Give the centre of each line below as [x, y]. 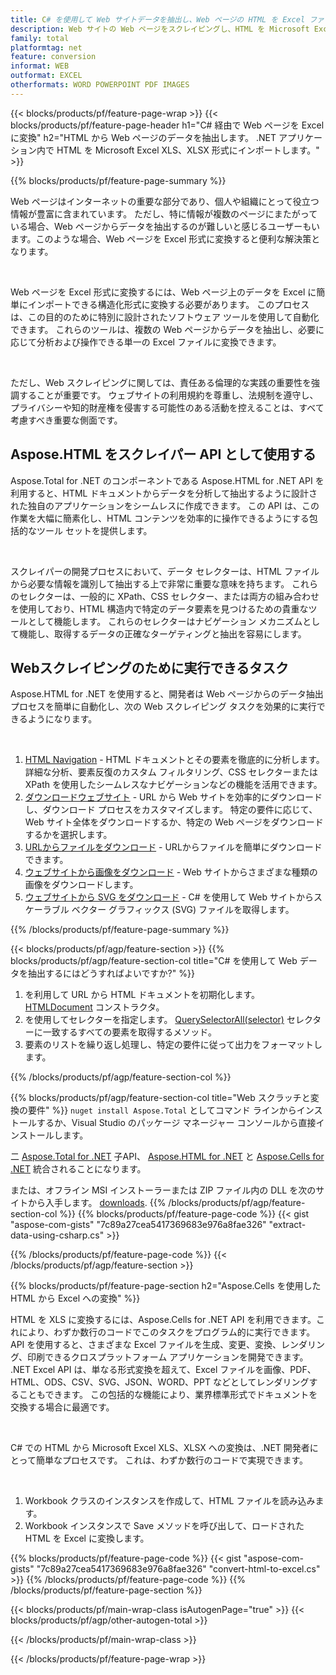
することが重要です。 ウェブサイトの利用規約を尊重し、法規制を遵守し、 [168, 395]
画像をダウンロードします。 [81, 885]
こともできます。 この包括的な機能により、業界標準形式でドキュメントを [168, 1395]
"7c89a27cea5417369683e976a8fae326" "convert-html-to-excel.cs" [178, 1569]
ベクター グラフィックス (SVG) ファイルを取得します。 [183, 910]
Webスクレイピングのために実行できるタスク [150, 667]
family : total [40, 38]
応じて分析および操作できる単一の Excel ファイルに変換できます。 [146, 342]
